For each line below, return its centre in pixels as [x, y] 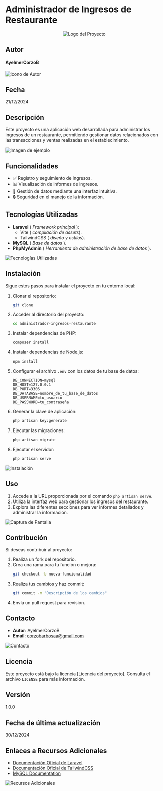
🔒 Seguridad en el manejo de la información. [58, 197]
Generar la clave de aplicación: [44, 412]
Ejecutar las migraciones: [39, 430]
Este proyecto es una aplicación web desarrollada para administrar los [78, 130]
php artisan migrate [34, 440]
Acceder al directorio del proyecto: [48, 314]
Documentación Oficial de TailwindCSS [53, 768]
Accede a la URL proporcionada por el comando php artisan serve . [83, 496]
